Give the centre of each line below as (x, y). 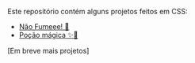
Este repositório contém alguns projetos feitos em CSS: (97, 11)
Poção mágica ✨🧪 (48, 35)
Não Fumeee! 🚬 (44, 26)
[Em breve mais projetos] (48, 51)
